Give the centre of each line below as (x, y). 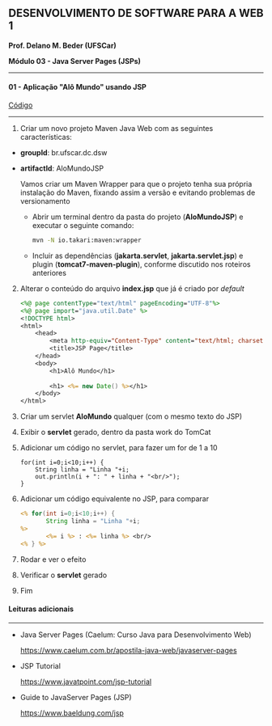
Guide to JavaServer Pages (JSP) (76, 697)
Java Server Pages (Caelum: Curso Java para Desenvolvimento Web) (136, 635)
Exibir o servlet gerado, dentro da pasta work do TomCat (115, 433)
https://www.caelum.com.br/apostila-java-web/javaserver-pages (128, 650)
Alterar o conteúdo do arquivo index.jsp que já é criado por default (132, 288)
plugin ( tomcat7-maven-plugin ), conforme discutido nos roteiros (141, 264)
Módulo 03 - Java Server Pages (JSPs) (75, 61)
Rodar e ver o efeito (53, 559)
